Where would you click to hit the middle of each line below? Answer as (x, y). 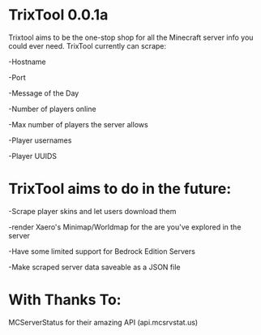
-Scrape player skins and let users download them (92, 211)
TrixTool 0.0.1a (58, 15)
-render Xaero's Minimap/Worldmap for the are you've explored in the (125, 227)
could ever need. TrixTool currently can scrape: (88, 45)
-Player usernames (40, 140)
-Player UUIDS (33, 156)
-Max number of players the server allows (78, 124)
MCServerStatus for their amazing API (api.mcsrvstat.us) (103, 322)
